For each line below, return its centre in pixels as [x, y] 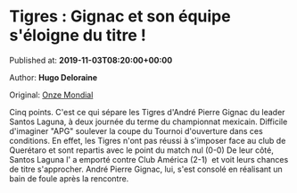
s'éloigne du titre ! [78, 35]
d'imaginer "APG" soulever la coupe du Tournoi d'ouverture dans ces [136, 130]
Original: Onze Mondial [51, 95]
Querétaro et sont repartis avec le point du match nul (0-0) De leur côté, [141, 150]
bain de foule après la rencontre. [69, 178]
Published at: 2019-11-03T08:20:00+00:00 [91, 60]
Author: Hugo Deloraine [54, 77]
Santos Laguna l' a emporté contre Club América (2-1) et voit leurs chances [149, 159]
